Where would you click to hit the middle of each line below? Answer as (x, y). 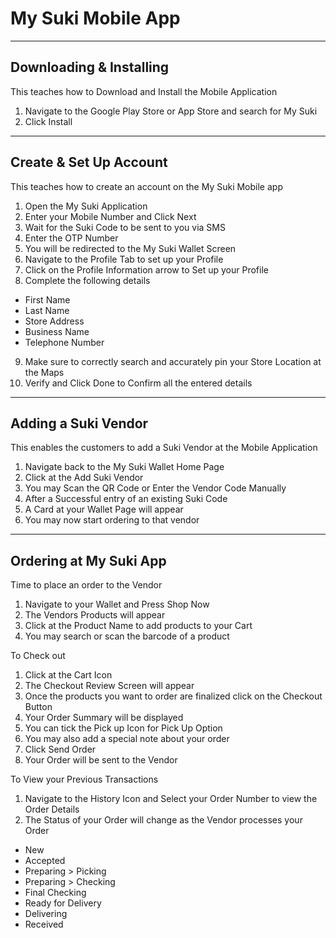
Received (44, 924)
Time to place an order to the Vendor (86, 585)
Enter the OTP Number (71, 238)
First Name (47, 299)
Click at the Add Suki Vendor (84, 478)
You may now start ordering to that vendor (112, 520)
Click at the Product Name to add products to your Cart (138, 626)
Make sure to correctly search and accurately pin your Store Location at (173, 361)
